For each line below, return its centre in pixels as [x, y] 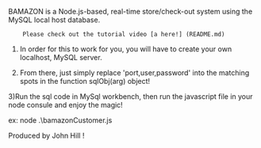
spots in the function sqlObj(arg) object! [85, 81]
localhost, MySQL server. [61, 57]
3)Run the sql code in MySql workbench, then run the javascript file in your [130, 97]
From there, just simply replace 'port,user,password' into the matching [134, 73]
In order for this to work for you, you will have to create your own [126, 49]
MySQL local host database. [54, 20]
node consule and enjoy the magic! [65, 105]
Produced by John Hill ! [46, 135]
